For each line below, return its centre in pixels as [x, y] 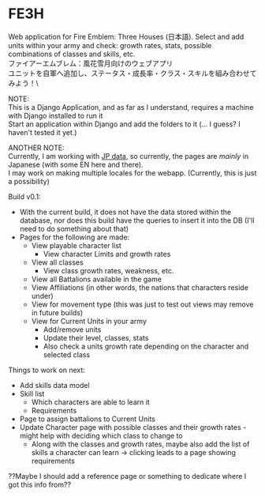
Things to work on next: [47, 370]
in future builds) [57, 312]
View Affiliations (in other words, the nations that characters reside [140, 287]
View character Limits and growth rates [107, 254]
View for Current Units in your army [89, 321]
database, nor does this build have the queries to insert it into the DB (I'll [137, 220]
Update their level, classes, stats [96, 337]
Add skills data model [54, 385]
